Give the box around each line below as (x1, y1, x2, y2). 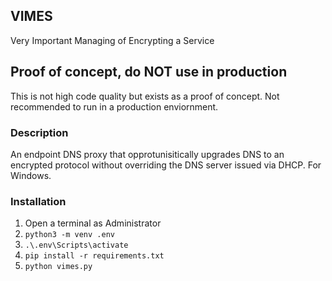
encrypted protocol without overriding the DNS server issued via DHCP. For (10, 159, 322, 171)
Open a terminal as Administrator (24, 217, 162, 229)
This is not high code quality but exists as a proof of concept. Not (10, 90, 280, 102)
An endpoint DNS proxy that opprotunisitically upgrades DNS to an (10, 148, 285, 160)
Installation (10, 194, 67, 208)
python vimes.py (24, 262, 93, 272)
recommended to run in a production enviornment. (10, 100, 219, 113)
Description (10, 125, 69, 139)
